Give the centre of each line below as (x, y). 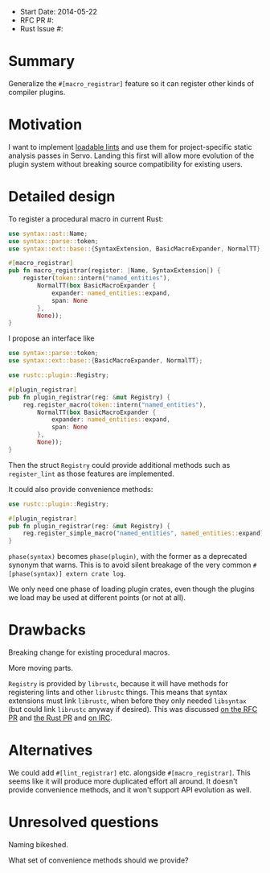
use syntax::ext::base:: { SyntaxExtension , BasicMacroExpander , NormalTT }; (136, 249)
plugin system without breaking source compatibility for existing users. (126, 163)
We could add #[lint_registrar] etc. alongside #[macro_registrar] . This (129, 773)
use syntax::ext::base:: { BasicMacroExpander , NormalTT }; (106, 361)
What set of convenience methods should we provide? (98, 860)
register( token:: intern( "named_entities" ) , (97, 278)
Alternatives (51, 750)
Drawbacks (47, 630)
